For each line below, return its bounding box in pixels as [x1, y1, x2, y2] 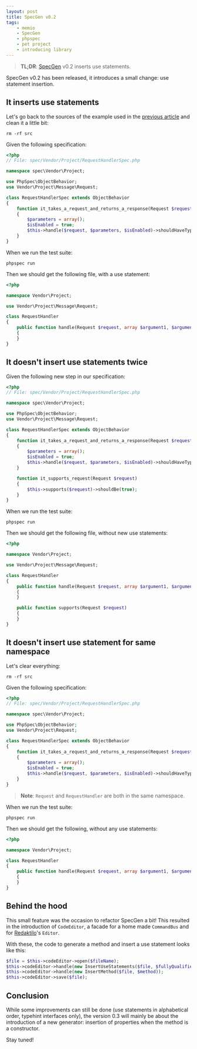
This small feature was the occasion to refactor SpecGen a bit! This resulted [6, 916, 189, 924]
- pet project [16, 42, 51, 47]
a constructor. [6, 1024, 40, 1032]
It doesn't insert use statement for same [6, 637, 156, 648]
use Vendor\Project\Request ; [6, 728, 77, 734]
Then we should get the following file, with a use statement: [6, 270, 151, 277]
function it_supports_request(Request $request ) [16, 476, 138, 481]
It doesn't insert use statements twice [6, 357, 148, 367]
